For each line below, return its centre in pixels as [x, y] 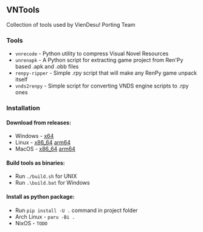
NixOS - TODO [31, 223]
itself [21, 80]
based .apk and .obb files [47, 67]
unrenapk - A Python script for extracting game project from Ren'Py [99, 60]
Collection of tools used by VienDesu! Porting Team [71, 24]
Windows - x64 [34, 136]
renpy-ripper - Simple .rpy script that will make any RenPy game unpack [106, 73]
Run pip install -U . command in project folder [76, 210]
